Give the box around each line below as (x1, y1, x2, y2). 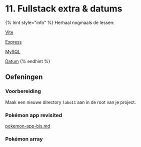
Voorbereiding (5, 88, 41, 95)
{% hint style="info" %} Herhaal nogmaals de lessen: (5, 19, 115, 25)
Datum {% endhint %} (5, 58, 50, 64)
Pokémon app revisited (5, 111, 62, 118)
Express (5, 38, 22, 45)
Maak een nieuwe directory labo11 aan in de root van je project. (5, 99, 136, 105)
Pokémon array (5, 135, 43, 142)
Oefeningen (5, 73, 43, 81)
